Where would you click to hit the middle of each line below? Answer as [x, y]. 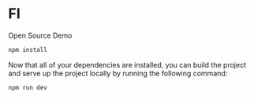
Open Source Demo [40, 35]
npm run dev [28, 87]
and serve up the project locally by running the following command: [118, 73]
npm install [28, 49]
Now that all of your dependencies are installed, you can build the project [127, 64]
